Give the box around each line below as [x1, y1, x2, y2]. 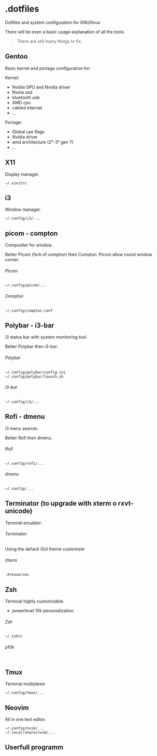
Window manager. [5, 206, 41, 212]
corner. [5, 257, 19, 263]
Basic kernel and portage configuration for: [5, 65, 91, 71]
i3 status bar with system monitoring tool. [5, 334, 88, 340]
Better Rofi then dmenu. [5, 435, 53, 441]
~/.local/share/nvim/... [5, 730, 55, 735]
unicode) [5, 507, 33, 515]
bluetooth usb [12, 94, 40, 100]
